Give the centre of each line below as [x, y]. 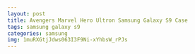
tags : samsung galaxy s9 [44, 27]
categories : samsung [38, 33]
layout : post [26, 14]
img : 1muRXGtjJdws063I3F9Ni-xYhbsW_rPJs [68, 40]
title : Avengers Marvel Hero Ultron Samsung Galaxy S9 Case [98, 20]
